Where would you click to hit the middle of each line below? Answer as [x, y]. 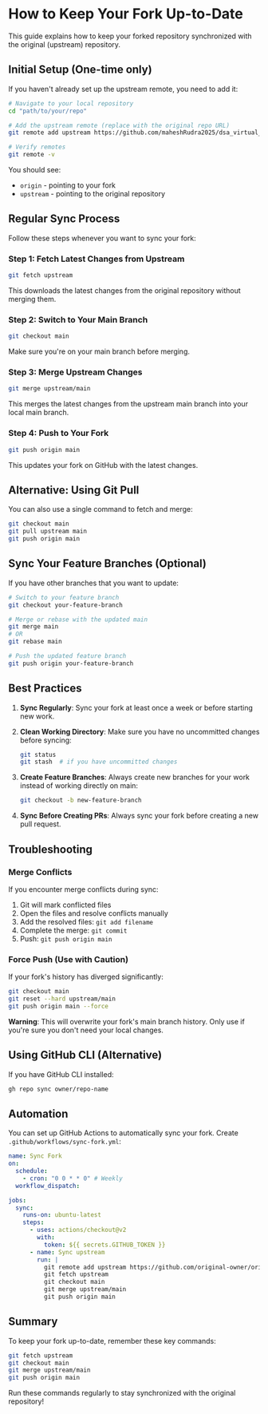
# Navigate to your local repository [71, 103]
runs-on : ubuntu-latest [62, 1215]
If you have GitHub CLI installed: [61, 1074]
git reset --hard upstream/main [62, 999]
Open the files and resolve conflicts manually [94, 913]
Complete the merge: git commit [73, 930]
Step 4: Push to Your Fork [59, 434]
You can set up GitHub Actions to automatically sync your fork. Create [124, 1133]
